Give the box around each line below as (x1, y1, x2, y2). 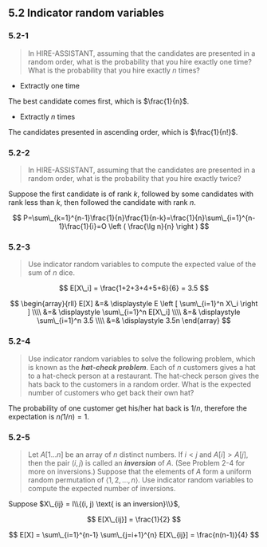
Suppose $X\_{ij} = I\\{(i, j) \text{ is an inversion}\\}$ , (8, 498, 181, 509)
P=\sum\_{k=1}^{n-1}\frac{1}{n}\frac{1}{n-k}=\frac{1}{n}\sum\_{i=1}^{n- (23, 213, 256, 222)
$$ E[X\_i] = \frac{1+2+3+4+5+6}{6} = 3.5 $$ (58, 283, 210, 293)
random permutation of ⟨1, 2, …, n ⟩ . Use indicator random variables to (27, 474, 253, 485)
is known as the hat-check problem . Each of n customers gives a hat (27, 362, 257, 372)
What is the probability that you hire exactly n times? (27, 65, 201, 75)
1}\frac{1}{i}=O (58, 221, 108, 230)
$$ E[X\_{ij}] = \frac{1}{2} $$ (86, 514, 182, 524)
